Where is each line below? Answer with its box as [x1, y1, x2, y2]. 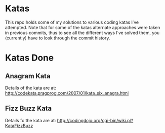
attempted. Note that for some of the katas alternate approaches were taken [5, 24, 161, 30]
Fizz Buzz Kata [5, 104, 52, 113]
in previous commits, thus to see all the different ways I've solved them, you [5, 30, 160, 35]
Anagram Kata [5, 72, 51, 80]
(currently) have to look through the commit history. [5, 35, 110, 41]
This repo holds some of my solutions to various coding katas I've [5, 19, 139, 25]
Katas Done [5, 52, 54, 64]
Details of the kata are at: [5, 85, 56, 91]
